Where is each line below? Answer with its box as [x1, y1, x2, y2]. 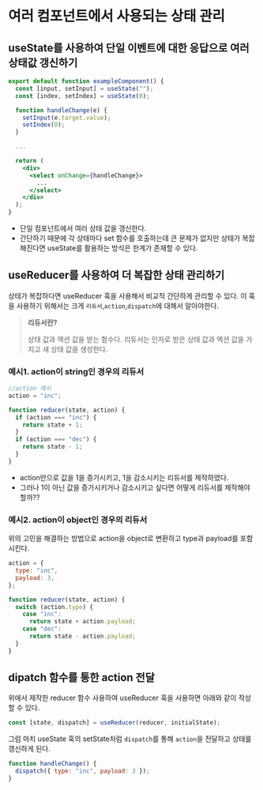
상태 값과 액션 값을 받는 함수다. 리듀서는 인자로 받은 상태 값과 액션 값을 [27, 334, 245, 344]
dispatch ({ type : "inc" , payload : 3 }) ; [15, 767, 150, 775]
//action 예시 [8, 385, 51, 393]
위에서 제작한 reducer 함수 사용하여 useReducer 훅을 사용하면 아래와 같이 [8, 693, 237, 703]
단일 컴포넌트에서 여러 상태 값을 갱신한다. [19, 224, 147, 233]
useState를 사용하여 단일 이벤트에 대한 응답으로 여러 [8, 41, 250, 55]
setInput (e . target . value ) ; [22, 114, 111, 122]
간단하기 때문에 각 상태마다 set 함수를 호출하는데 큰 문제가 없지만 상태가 [19, 234, 241, 243]
